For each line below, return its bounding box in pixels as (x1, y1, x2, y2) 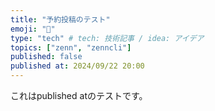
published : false (10, 52, 83, 62)
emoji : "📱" (10, 24, 56, 34)
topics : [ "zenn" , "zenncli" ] (10, 42, 132, 53)
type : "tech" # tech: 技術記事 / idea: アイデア (10, 33, 205, 43)
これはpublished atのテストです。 (10, 90, 148, 101)
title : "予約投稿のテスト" (10, 14, 111, 25)
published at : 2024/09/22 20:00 (10, 61, 145, 71)
